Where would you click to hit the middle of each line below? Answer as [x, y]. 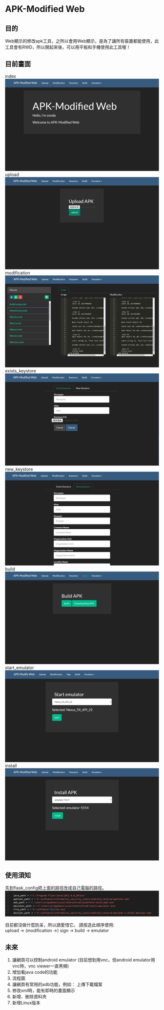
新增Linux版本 [26, 1003]
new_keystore [19, 469]
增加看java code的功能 [35, 972]
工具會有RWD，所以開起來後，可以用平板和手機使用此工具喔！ [68, 47]
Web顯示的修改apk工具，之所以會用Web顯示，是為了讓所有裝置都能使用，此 [82, 41]
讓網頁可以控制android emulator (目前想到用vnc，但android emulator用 [83, 960]
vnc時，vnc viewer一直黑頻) [41, 966]
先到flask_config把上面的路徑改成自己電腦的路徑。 [56, 888]
